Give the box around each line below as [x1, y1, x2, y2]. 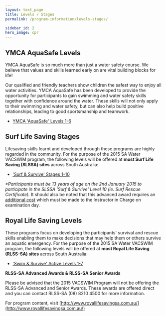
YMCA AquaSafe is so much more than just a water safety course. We [5, 62, 149, 68]
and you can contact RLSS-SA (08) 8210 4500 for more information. [5, 290, 146, 296]
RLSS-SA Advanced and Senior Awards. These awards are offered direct [5, 285, 155, 291]
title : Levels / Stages [5, 12, 55, 17]
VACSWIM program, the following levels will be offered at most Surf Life [5, 156, 154, 162]
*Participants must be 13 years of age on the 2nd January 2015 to [5, 181, 142, 187]
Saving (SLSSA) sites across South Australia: [5, 161, 99, 167]
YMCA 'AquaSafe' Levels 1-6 [12, 118, 71, 124]
